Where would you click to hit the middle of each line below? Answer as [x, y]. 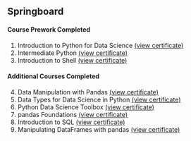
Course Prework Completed [49, 29]
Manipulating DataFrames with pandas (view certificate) [99, 129]
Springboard [36, 12]
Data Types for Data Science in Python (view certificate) [99, 99]
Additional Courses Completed [54, 76]
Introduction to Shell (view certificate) [72, 60]
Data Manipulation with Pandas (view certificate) [88, 92]
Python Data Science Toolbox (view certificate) [86, 107]
